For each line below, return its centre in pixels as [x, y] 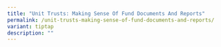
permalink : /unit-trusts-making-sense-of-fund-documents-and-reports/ [111, 20]
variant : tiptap [30, 26]
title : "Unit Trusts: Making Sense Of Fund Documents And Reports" [106, 13]
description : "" [30, 33]
